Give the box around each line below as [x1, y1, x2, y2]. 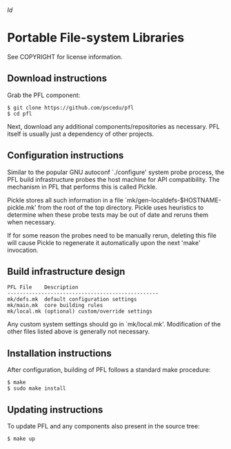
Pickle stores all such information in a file [7, 196, 124, 204]
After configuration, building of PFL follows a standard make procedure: [7, 366, 211, 374]
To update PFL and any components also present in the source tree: [7, 422, 200, 430]
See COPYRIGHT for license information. [7, 52, 123, 61]
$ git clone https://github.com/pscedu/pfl [7, 104, 134, 111]
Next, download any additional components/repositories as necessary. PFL [7, 122, 221, 130]
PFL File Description [7, 284, 79, 291]
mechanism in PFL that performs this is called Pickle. [7, 182, 157, 191]
